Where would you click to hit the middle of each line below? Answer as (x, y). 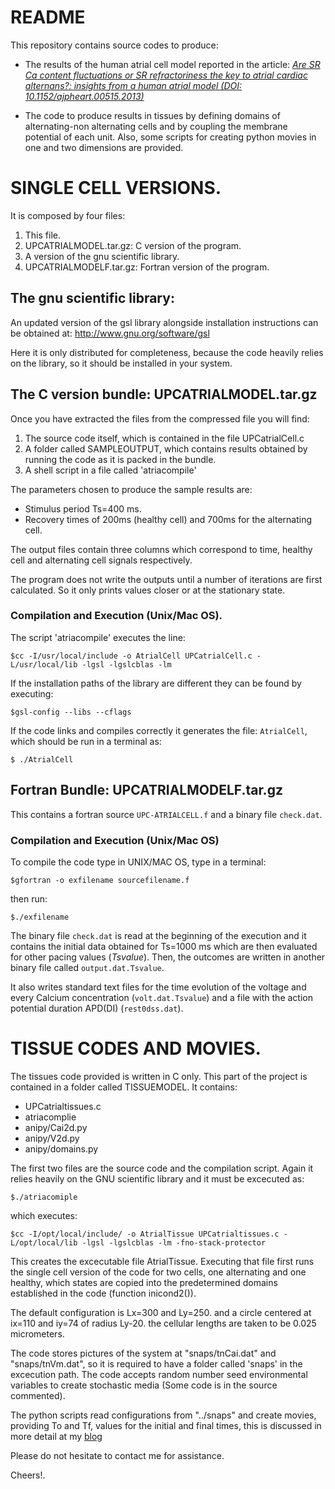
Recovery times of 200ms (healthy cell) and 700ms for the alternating (168, 519)
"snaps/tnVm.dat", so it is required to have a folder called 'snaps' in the (156, 1363)
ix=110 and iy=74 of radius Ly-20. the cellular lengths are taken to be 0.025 (163, 1323)
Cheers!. (28, 1475)
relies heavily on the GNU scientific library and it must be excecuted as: (157, 1178)
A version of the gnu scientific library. (102, 256)
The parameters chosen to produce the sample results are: (131, 489)
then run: (29, 898)
